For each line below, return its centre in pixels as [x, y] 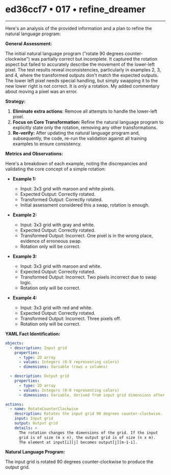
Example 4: [25, 297]
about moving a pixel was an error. [41, 91]
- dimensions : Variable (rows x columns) [63, 367]
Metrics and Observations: [34, 154]
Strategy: [16, 101]
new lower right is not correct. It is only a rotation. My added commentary [82, 86]
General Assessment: [29, 43]
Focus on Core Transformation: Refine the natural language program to [88, 122]
